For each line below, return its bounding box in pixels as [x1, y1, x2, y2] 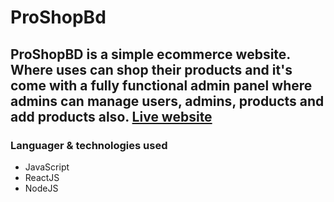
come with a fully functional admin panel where [10, 77, 313, 94]
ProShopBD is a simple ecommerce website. [10, 46, 291, 63]
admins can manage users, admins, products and [10, 92, 325, 110]
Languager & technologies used [10, 138, 168, 152]
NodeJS [24, 182, 59, 194]
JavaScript [24, 161, 70, 173]
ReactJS [24, 171, 60, 183]
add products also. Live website [10, 108, 213, 125]
